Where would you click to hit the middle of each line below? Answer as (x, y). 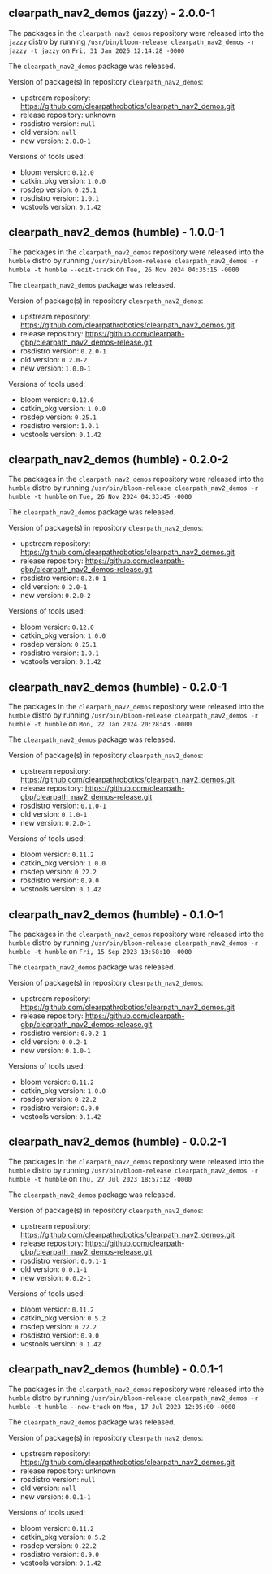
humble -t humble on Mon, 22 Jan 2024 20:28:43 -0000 (100, 724)
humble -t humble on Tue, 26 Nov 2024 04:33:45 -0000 (100, 496)
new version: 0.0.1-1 (55, 1496)
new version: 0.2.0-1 (55, 823)
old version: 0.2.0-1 (54, 587)
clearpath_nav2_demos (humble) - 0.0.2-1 (118, 1142)
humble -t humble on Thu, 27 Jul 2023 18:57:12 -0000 (100, 1178)
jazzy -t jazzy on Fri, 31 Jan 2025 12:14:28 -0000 (97, 50)
